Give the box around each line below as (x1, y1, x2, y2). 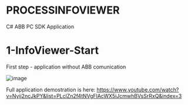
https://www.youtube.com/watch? (96, 86, 179, 93)
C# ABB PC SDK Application (6, 23, 75, 30)
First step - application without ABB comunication (6, 63, 126, 70)
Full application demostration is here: (6, 86, 96, 93)
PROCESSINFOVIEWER (6, 4, 120, 17)
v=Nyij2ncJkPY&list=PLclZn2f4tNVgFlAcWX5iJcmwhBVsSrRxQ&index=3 (6, 92, 182, 99)
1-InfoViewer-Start (6, 44, 99, 57)
